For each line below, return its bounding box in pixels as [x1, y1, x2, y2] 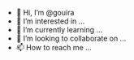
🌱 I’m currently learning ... [15, 25, 103, 34]
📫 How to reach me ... [15, 43, 92, 52]
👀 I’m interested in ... [15, 16, 85, 26]
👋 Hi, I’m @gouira [15, 8, 75, 17]
